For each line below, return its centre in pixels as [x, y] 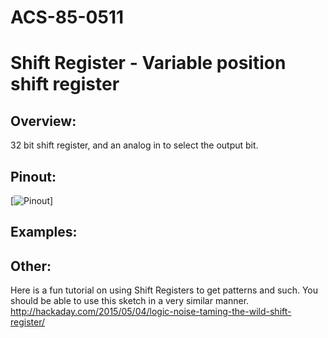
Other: [31, 266]
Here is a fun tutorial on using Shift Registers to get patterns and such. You [164, 290]
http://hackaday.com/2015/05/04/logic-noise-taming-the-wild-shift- [151, 312]
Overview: [43, 121]
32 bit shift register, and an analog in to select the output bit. [134, 145]
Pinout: [33, 176]
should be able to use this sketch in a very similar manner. [130, 301]
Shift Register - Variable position [148, 63]
